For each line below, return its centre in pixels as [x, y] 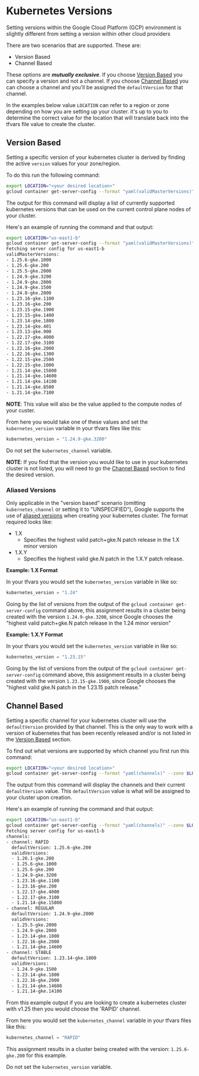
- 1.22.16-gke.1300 [30, 354]
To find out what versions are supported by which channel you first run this [98, 751]
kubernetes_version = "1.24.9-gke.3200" [57, 439]
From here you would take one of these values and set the [77, 422]
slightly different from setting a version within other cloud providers [88, 33]
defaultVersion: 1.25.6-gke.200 [52, 848]
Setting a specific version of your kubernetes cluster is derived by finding [96, 157]
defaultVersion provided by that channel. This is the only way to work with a [99, 726]
